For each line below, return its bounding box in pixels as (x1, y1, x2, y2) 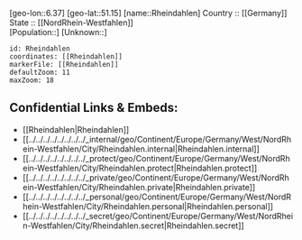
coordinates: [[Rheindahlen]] (9, 52, 124, 61)
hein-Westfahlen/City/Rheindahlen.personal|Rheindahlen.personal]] (22, 200, 273, 211)
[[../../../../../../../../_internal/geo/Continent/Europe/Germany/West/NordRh (22, 134, 292, 144)
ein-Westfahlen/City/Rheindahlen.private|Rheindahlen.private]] (22, 181, 256, 192)
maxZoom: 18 (9, 76, 54, 85)
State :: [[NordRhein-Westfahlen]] (9, 17, 133, 28)
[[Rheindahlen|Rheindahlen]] (22, 124, 130, 134)
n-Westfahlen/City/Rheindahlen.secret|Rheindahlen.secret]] (22, 220, 245, 231)
